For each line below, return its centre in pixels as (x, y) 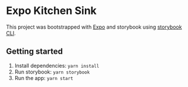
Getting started (35, 52)
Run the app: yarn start (44, 78)
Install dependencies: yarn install (57, 65)
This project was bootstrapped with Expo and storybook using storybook (94, 27)
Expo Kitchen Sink (51, 11)
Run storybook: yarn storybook (52, 72)
